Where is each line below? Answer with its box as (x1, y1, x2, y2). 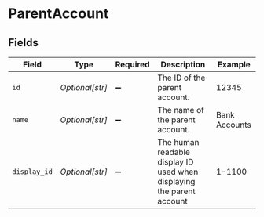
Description (160, 60, 206, 70)
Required (115, 60, 150, 70)
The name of (156, 105, 204, 115)
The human (156, 137, 200, 147)
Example (217, 60, 251, 70)
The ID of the (156, 72, 206, 83)
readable (156, 146, 190, 157)
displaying (156, 176, 196, 186)
